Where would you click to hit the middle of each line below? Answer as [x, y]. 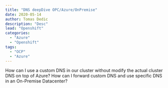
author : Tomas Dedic [27, 19]
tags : [11, 47]
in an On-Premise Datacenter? [36, 81]
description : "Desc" [27, 24]
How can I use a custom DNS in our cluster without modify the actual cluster [84, 70]
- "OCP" [18, 51]
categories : [18, 33]
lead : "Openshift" [24, 28]
